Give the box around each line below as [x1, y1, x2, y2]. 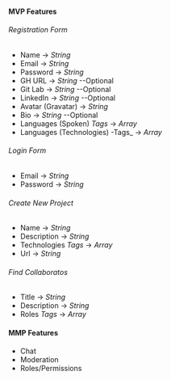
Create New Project [8, 198, 74, 208]
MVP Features [8, 6, 57, 16]
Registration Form [8, 25, 68, 35]
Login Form [8, 146, 47, 155]
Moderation [19, 354, 59, 364]
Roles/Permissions [19, 363, 82, 373]
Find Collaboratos [8, 267, 69, 277]
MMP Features [8, 328, 59, 337]
